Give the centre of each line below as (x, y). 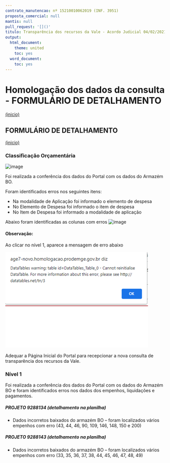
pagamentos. (19, 396)
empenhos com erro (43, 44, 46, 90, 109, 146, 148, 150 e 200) (77, 426)
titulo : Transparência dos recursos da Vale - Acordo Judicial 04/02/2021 (86, 32)
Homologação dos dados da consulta (85, 90)
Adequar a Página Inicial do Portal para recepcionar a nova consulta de (79, 355)
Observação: (19, 234)
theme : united (29, 48)
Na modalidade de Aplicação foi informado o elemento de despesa (82, 201)
